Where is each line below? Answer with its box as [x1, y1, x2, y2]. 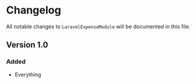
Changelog [6, 4, 61, 17]
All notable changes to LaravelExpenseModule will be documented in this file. [6, 23, 191, 30]
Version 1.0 [6, 40, 48, 50]
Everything [14, 71, 41, 78]
